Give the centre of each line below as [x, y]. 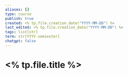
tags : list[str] [21, 32]
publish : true [20, 18]
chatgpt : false [21, 41]
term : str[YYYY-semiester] [32, 37]
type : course [18, 14]
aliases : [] [17, 9]
